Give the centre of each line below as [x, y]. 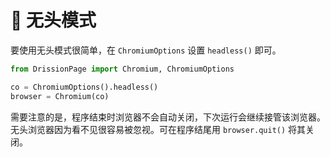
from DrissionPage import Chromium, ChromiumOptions [122, 69]
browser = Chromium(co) [60, 96]
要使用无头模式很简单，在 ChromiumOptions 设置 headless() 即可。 [146, 50]
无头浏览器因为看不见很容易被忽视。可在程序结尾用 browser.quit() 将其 [158, 129]
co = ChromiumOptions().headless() [84, 87]
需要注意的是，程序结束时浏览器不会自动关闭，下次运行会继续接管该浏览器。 [168, 117]
